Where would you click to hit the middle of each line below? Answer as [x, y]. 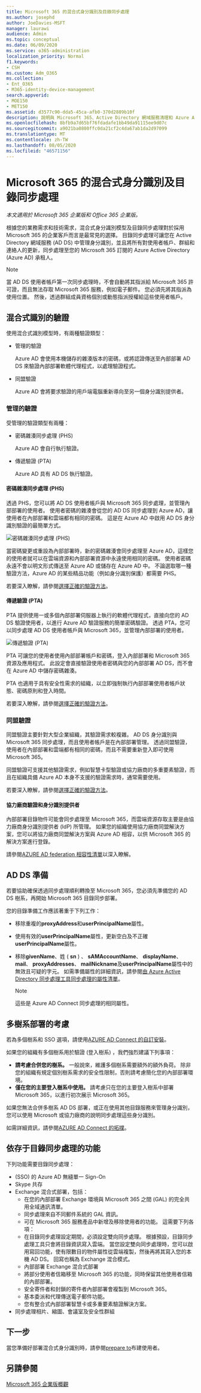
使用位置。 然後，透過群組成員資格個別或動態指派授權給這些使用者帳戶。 [96, 297]
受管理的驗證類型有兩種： [38, 423]
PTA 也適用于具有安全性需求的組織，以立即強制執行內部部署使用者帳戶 [93, 683]
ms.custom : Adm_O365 [32, 73]
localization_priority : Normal [45, 56]
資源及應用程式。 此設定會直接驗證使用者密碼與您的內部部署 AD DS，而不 [97, 663]
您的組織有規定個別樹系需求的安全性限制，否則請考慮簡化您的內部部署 [101, 1073]
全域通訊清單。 [48, 1206]
